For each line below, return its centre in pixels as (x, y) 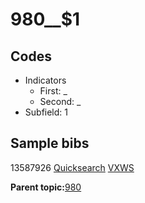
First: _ (53, 91)
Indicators (45, 80)
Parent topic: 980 (46, 187)
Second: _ (60, 101)
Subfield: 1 (46, 112)
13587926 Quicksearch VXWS (72, 167)
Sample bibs (50, 143)
